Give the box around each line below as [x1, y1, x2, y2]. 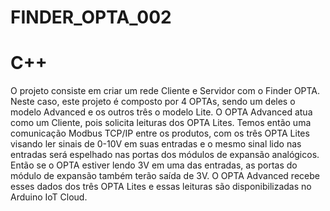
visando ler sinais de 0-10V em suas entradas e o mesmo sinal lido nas [10, 138, 302, 150]
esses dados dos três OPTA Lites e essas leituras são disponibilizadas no [10, 181, 312, 193]
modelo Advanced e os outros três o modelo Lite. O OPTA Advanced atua [10, 106, 313, 118]
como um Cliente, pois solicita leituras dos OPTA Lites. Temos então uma [10, 117, 312, 129]
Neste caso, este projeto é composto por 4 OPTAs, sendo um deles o [10, 96, 296, 108]
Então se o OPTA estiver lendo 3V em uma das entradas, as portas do [10, 159, 298, 171]
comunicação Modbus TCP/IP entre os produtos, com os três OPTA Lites [10, 127, 310, 140]
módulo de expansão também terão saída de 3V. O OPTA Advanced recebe [10, 170, 320, 182]
